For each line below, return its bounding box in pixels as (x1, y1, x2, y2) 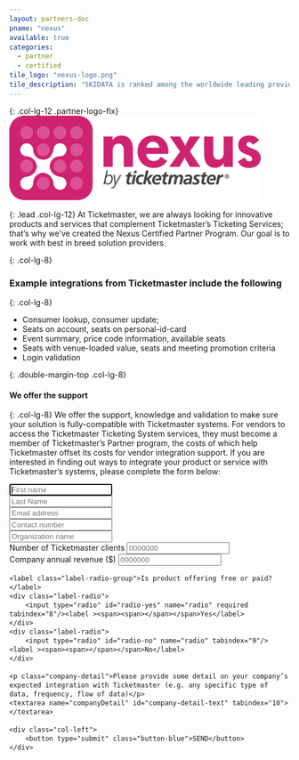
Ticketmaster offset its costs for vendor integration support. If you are (9, 448, 265, 458)
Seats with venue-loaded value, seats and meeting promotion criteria (21, 343, 276, 353)
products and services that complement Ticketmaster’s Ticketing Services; (9, 218, 284, 229)
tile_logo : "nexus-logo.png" (9, 71, 117, 80)
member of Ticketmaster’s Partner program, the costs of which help (9, 438, 258, 449)
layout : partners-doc (9, 14, 90, 23)
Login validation (21, 352, 81, 363)
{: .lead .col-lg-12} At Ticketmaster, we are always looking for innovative (9, 209, 273, 220)
